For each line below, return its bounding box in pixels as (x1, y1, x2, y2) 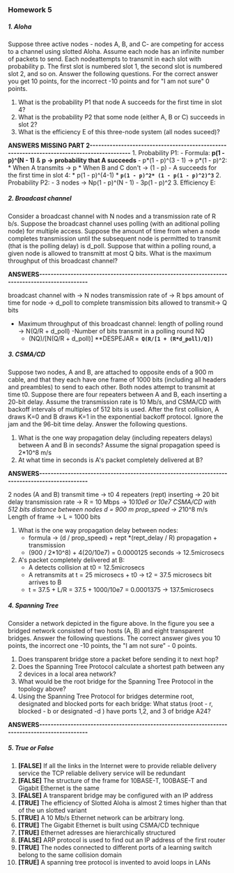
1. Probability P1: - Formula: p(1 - (132, 148, 225, 157)
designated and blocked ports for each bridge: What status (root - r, (17, 699, 213, 707)
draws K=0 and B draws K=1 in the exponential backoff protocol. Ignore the (8, 412, 224, 421)
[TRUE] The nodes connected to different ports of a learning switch (17, 843, 212, 851)
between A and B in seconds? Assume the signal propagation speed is (17, 440, 221, 449)
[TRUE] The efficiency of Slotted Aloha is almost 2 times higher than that (17, 798, 227, 807)
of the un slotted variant (17, 806, 87, 814)
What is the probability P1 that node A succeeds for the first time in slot (17, 98, 222, 106)
